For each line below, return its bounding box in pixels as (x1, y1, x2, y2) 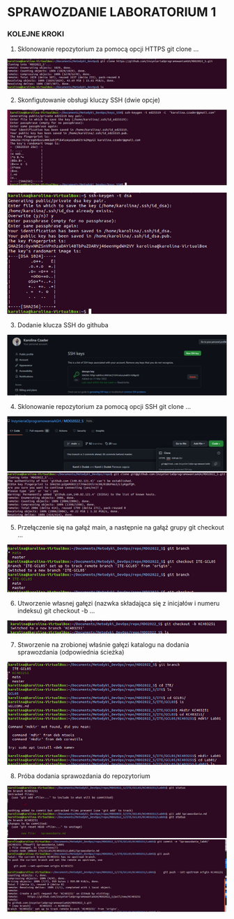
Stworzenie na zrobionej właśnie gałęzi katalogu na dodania (17, 641, 189, 649)
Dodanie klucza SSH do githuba (17, 320, 109, 329)
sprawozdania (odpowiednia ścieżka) (17, 648, 125, 657)
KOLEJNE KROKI (7, 29, 65, 39)
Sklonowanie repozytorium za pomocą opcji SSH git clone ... (17, 402, 192, 410)
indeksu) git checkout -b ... (17, 606, 95, 615)
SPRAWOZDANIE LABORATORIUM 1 (7, 4, 217, 20)
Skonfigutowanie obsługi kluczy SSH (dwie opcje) (17, 96, 160, 104)
